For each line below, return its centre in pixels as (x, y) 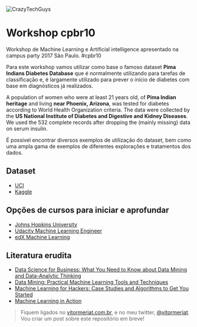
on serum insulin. (27, 128)
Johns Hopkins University (46, 224)
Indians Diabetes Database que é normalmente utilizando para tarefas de (96, 73)
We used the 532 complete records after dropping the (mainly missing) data (98, 122)
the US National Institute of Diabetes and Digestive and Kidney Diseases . (97, 116)
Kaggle (23, 191)
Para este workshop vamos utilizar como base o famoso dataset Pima (91, 67)
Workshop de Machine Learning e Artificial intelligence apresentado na (92, 49)
